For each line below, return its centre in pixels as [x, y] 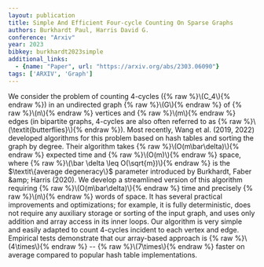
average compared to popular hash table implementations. [103, 254]
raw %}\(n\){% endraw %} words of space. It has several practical [115, 196]
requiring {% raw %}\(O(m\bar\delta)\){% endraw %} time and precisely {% [130, 188]
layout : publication [42, 15]
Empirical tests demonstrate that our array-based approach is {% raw [121, 238]
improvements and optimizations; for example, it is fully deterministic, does [130, 204]
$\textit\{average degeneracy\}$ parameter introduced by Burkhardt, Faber [130, 171]
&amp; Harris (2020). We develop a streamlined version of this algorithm [125, 179]
